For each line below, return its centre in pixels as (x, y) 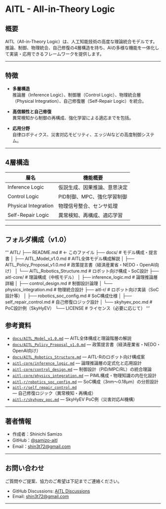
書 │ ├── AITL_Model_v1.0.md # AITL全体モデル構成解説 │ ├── (70, 258)
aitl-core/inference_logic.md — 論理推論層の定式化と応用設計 (77, 363)
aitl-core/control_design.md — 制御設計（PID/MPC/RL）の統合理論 (82, 369)
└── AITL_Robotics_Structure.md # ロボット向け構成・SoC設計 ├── (89, 271)
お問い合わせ (25, 468)
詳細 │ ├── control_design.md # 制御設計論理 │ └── (59, 283)
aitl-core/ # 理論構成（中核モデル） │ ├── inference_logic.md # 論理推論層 (82, 277)
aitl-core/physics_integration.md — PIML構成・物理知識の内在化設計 (84, 376)
